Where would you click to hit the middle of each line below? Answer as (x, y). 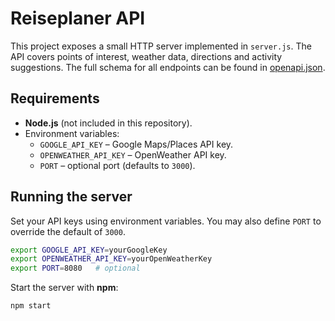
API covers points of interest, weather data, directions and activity (146, 56)
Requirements (55, 98)
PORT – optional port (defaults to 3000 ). (117, 165)
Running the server (71, 197)
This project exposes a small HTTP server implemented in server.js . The (161, 46)
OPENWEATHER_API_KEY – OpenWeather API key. (133, 154)
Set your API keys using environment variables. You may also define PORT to (166, 221)
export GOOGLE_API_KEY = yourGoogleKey (89, 250)
